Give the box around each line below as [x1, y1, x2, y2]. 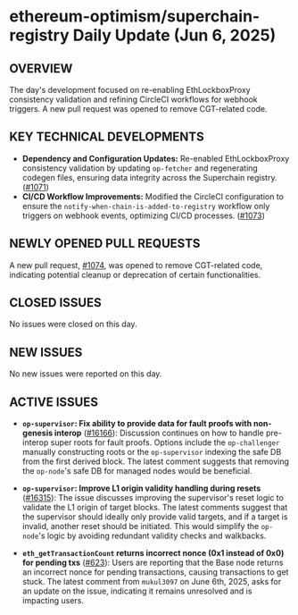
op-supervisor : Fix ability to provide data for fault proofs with [21, 418, 252, 429]
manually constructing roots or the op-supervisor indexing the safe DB [21, 447, 282, 458]
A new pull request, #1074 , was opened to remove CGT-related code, [9, 259, 263, 270]
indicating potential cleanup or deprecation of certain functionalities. [9, 269, 261, 280]
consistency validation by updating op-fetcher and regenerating [21, 163, 259, 173]
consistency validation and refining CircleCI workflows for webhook [9, 94, 259, 105]
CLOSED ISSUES [9, 295, 102, 310]
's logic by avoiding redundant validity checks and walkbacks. [38, 530, 267, 542]
